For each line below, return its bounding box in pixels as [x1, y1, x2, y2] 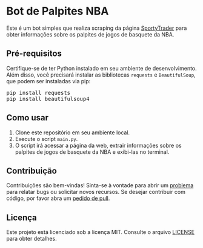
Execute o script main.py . [15, 135, 78, 142]
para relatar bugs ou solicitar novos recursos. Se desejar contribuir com [6, 188, 186, 196]
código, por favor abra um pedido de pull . [6, 195, 110, 202]
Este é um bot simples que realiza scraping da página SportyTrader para [6, 24, 187, 32]
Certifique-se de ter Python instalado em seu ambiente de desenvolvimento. [6, 64, 197, 72]
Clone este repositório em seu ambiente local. [15, 129, 130, 136]
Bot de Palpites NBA [6, 4, 109, 18]
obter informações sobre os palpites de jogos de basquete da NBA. [6, 30, 175, 38]
